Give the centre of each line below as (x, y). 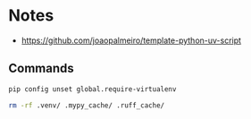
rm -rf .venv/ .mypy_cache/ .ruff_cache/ (87, 105)
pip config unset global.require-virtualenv (92, 89)
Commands (42, 68)
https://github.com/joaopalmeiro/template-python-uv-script (131, 40)
